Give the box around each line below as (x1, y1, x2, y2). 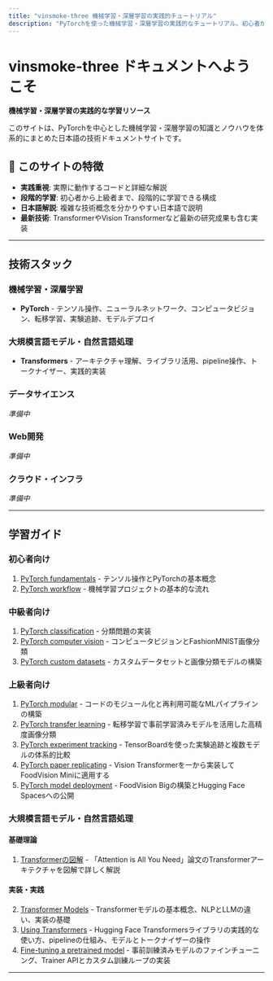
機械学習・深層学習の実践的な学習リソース (8, 106, 151, 116)
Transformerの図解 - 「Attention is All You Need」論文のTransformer (19, 854, 250, 864)
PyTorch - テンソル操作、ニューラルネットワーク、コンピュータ (19, 303, 234, 313)
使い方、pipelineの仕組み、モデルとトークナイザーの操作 (19, 935, 211, 944)
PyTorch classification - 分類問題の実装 (19, 626, 152, 636)
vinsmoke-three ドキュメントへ (8, 57, 223, 76)
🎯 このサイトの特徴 (8, 160, 104, 173)
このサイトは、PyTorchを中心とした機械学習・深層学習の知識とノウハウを (8, 123, 257, 133)
